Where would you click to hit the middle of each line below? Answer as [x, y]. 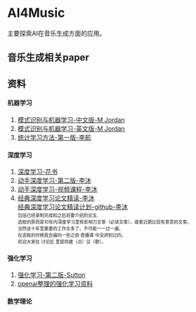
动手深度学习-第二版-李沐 [54, 181]
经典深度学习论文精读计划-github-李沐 [73, 207]
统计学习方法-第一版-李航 [54, 137]
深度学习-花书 [38, 172]
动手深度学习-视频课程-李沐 [57, 189]
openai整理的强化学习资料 [55, 284]
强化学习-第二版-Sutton [51, 275]
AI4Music [36, 13]
